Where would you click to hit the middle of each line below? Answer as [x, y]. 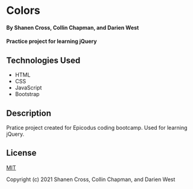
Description [29, 113]
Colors [23, 11]
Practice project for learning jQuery [52, 41]
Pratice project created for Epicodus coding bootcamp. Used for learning [97, 128]
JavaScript [28, 88]
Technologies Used [43, 60]
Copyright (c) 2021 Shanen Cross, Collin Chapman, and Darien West [91, 179]
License [21, 153]
